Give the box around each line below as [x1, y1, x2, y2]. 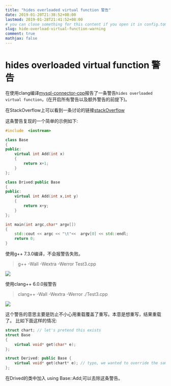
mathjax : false [5, 36, 38, 41]
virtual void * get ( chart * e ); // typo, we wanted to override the [14, 361, 158, 366]
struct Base [5, 332, 31, 338]
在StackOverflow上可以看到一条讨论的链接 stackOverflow [5, 107, 125, 113]
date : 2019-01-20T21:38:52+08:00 [5, 12, 76, 17]
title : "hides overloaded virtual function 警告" [5, 7, 111, 13]
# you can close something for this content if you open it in [5, 21, 142, 27]
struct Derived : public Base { [5, 356, 72, 361]
